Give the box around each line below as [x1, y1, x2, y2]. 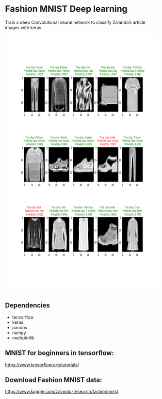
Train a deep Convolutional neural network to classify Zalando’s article [5, 19, 146, 25]
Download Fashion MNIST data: [5, 376, 102, 384]
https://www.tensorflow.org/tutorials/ [5, 362, 79, 367]
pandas [12, 324, 28, 330]
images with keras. [5, 24, 43, 30]
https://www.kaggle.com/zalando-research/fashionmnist [5, 389, 118, 395]
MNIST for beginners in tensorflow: [5, 349, 114, 357]
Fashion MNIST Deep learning [5, 3, 128, 15]
